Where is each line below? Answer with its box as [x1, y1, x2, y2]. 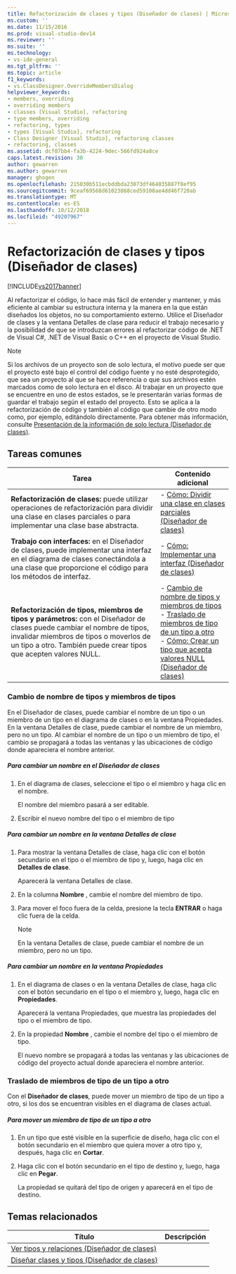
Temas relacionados [7, 1211, 98, 1223]
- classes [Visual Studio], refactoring [7, 108, 128, 115]
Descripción [164, 1232, 206, 1242]
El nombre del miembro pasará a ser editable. [17, 800, 150, 808]
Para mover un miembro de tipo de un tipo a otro [7, 1116, 152, 1124]
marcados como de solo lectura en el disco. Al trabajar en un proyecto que [7, 382, 223, 391]
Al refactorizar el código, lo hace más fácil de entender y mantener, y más [7, 295, 221, 304]
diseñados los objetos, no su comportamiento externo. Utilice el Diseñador [7, 311, 223, 319]
